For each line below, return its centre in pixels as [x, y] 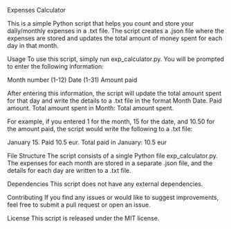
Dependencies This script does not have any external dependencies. [105, 184]
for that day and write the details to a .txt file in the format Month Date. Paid [115, 101]
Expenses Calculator [37, 10]
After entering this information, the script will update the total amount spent [114, 93]
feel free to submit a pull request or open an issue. [79, 205]
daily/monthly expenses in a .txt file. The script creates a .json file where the [116, 31]
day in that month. [33, 45]
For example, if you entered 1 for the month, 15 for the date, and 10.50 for [111, 121]
